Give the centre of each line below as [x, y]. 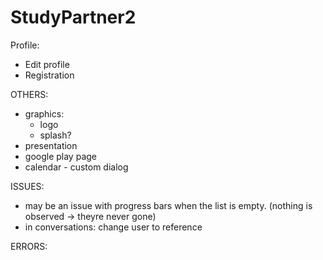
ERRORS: [29, 246]
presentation [51, 145]
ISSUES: [27, 186]
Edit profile [47, 64]
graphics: [44, 113]
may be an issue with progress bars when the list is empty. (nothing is [168, 205]
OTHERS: [29, 94]
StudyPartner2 [73, 17]
